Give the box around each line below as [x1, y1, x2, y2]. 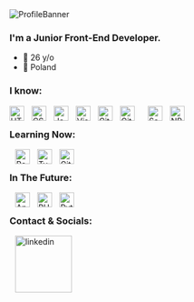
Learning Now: [9, 127, 76, 140]
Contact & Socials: [9, 215, 92, 227]
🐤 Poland [22, 62, 57, 73]
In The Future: [9, 171, 73, 184]
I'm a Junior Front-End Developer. [9, 31, 161, 44]
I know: [9, 85, 43, 97]
